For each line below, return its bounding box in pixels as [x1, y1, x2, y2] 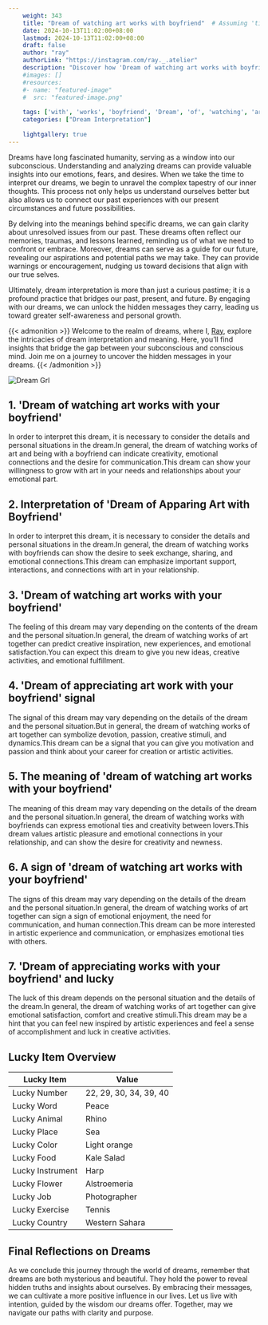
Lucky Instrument [12, 1165, 78, 1177]
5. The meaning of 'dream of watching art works [8, 769, 253, 783]
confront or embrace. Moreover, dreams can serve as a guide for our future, [8, 244, 258, 254]
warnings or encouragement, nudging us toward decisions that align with [8, 261, 249, 271]
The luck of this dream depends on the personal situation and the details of [8, 993, 255, 1003]
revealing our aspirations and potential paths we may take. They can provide [8, 252, 259, 262]
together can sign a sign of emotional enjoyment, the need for [8, 911, 211, 920]
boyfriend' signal [8, 691, 96, 705]
